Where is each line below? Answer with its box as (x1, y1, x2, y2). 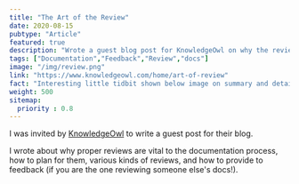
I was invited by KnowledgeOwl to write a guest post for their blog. (9, 128, 254, 139)
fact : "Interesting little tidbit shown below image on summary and (9, 79, 269, 88)
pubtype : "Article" (9, 29, 82, 38)
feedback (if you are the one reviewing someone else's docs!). (9, 164, 238, 175)
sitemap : (9, 95, 42, 105)
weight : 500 (9, 87, 53, 96)
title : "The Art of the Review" (9, 12, 129, 22)
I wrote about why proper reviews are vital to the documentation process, (9, 146, 279, 156)
